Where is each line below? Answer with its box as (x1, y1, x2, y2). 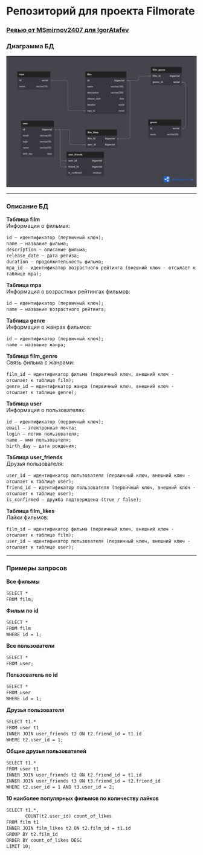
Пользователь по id (6, 671, 59, 678)
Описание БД (6, 202, 48, 210)
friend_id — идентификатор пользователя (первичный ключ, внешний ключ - (6, 485, 196, 491)
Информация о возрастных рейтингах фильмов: (6, 288, 131, 295)
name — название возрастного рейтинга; (6, 306, 107, 312)
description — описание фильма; (6, 247, 88, 253)
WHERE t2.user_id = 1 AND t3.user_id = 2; (6, 784, 115, 790)
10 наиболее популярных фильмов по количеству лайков (6, 795, 159, 802)
